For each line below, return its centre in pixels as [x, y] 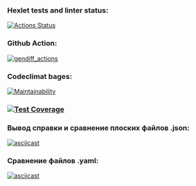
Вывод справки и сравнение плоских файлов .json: [98, 128]
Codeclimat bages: [40, 76]
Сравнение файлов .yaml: [53, 161]
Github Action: [32, 44]
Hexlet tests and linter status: [58, 10]
